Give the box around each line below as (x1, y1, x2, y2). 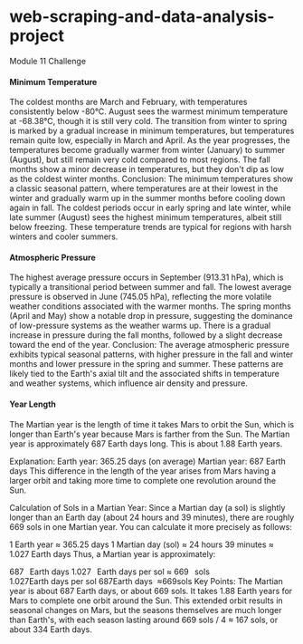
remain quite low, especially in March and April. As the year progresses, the (9, 135, 291, 146)
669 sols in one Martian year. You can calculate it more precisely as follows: (9, 521, 292, 532)
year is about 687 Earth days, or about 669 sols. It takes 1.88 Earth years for (9, 585, 293, 596)
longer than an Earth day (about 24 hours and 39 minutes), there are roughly (9, 512, 295, 523)
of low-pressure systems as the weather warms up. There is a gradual (9, 320, 271, 332)
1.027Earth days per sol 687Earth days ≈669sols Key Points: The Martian (9, 575, 283, 586)
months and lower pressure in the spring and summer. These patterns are (9, 359, 284, 370)
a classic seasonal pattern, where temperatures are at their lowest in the (9, 183, 279, 194)
